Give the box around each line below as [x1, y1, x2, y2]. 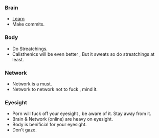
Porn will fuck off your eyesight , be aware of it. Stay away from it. [12, 110, 151, 117]
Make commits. [12, 21, 44, 27]
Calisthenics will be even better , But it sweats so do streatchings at [12, 51, 155, 57]
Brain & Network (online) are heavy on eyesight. [12, 116, 113, 122]
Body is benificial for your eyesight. [12, 122, 87, 128]
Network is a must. [12, 81, 52, 87]
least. [12, 56, 24, 62]
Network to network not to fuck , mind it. [12, 86, 98, 92]
